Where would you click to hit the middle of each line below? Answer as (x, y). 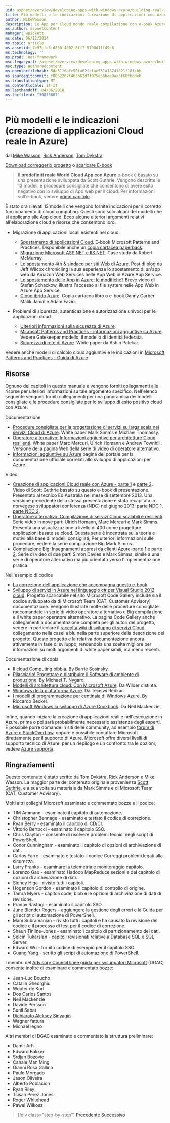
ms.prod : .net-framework (31, 57)
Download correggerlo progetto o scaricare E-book (59, 165)
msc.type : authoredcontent (34, 66)
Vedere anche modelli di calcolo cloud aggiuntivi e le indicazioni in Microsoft (85, 352)
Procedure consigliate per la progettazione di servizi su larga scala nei (86, 427)
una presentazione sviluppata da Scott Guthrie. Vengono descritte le (89, 180)
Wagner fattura (28, 1021)
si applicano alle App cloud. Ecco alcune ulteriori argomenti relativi (75, 217)
